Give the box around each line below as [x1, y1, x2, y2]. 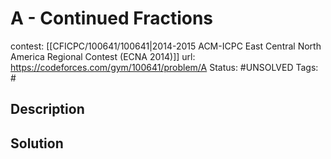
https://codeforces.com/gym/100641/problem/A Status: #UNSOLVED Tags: [10, 61, 319, 73]
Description [10, 101, 85, 118]
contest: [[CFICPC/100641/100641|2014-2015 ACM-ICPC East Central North [10, 40, 322, 52]
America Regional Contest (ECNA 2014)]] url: [10, 50, 196, 62]
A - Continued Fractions [10, 7, 214, 30]
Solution [10, 135, 64, 152]
